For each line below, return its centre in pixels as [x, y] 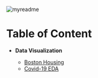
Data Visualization [38, 50]
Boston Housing [44, 62]
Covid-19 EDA [41, 68]
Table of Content [49, 34]
